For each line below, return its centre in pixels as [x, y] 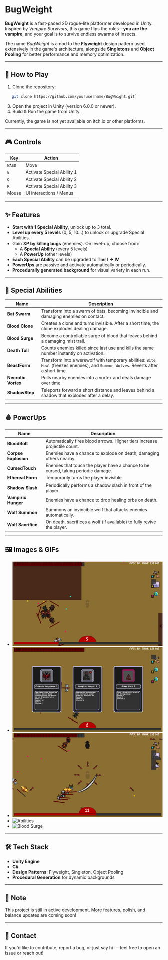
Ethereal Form [22, 478]
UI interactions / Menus [50, 193]
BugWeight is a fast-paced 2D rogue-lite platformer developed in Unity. [79, 23]
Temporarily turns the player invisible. [84, 478]
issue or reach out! [24, 953]
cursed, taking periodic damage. [79, 471]
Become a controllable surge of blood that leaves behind [99, 335]
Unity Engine [26, 862]
